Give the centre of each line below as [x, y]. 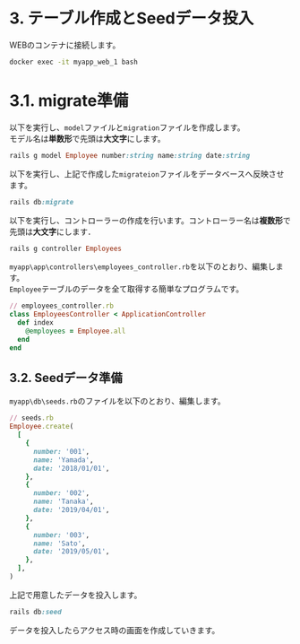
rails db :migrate [42, 202]
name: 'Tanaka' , [63, 502]
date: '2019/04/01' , [71, 510]
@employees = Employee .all [76, 331]
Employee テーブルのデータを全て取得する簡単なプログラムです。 [127, 289]
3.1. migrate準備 [69, 100]
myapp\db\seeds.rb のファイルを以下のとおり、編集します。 [117, 401]
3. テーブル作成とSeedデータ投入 [132, 18]
